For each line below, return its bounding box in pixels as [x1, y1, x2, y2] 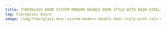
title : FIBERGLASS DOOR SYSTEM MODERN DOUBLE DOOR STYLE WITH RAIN [5, 7, 147, 12]
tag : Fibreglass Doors [5, 12, 52, 17]
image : [5, 16, 19, 21]
